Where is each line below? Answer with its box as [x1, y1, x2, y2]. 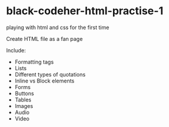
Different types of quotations [14, 71, 86, 78]
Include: [6, 46, 26, 54]
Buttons [14, 90, 35, 97]
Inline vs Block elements [14, 77, 74, 84]
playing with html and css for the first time [6, 24, 109, 31]
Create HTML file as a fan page [6, 35, 83, 42]
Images [14, 102, 33, 109]
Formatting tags [14, 58, 54, 65]
